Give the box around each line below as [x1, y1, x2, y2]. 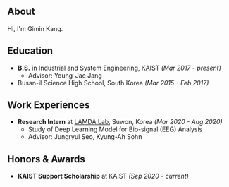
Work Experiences [7, 99, 90, 111]
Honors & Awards [7, 153, 86, 165]
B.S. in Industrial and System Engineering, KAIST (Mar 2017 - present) [17, 64, 222, 72]
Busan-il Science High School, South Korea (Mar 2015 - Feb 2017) [17, 78, 209, 87]
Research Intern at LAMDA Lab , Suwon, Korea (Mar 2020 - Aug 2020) [17, 118, 223, 126]
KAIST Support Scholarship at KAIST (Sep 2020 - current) [17, 172, 189, 181]
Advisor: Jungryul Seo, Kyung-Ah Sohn [27, 133, 142, 141]
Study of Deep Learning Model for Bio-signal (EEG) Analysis [27, 125, 203, 133]
